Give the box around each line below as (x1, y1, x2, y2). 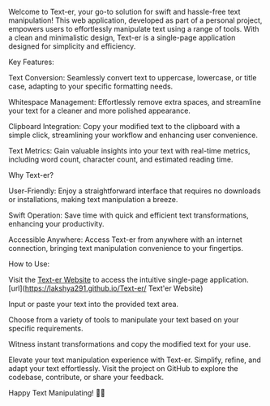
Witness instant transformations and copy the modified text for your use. (8, 339, 251, 348)
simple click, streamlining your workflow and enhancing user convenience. (8, 130, 258, 140)
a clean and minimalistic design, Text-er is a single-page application (8, 32, 236, 42)
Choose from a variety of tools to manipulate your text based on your (8, 315, 239, 324)
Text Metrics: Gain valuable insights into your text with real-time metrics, (8, 146, 251, 155)
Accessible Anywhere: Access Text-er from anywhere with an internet (8, 235, 243, 244)
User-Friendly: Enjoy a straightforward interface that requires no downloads (8, 186, 261, 196)
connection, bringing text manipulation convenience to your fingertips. (8, 244, 244, 253)
